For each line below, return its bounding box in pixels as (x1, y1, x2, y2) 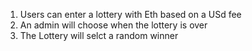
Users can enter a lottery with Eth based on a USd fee (19, 9, 242, 20)
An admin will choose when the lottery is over (19, 19, 208, 31)
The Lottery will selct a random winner (19, 30, 179, 41)
